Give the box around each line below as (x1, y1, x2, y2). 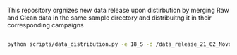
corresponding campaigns (7, 21, 84, 29)
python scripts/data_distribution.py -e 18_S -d (7, 41, 153, 48)
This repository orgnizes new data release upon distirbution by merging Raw (7, 6, 229, 14)
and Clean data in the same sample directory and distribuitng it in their (7, 13, 212, 22)
